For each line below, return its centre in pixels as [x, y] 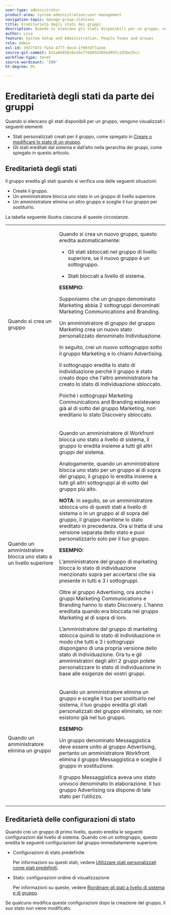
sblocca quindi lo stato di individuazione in [110, 635]
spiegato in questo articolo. [41, 153]
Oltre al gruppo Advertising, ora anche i [106, 592]
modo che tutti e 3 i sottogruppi [97, 642]
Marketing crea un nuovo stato [96, 329]
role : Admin [18, 43]
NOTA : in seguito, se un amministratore [106, 500]
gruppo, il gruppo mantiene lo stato [101, 520]
